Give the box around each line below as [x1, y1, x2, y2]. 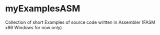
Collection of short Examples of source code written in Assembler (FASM [5, 19, 155, 25]
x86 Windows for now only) [5, 24, 62, 30]
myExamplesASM [5, 3, 80, 14]
